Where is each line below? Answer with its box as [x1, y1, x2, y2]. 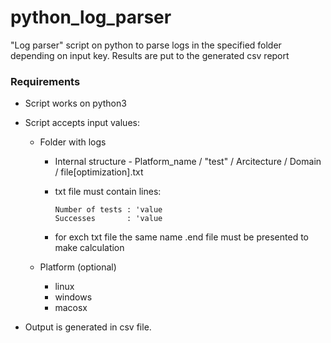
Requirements [10, 74, 81, 88]
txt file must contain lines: [54, 186, 162, 198]
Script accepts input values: [24, 117, 140, 129]
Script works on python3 [24, 97, 127, 110]
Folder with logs [39, 136, 107, 148]
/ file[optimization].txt [54, 166, 144, 178]
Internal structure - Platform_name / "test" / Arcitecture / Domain [54, 156, 322, 168]
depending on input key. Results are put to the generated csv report [10, 49, 290, 61]
